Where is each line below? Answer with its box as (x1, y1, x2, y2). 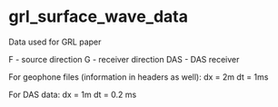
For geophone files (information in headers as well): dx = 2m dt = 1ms (8, 71, 269, 83)
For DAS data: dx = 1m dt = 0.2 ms (8, 89, 137, 100)
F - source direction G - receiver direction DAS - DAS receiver (8, 53, 240, 64)
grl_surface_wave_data (8, 6, 188, 27)
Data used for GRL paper (8, 36, 102, 47)
